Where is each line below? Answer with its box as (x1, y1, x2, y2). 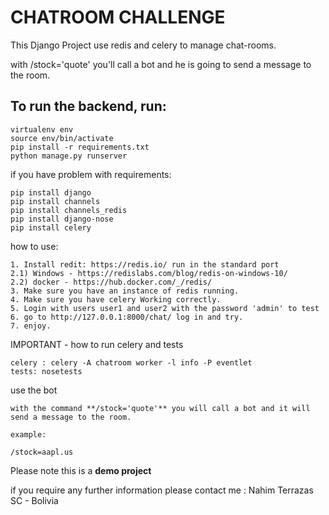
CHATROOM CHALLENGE (10, 6, 226, 29)
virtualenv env (10, 124, 74, 135)
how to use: (10, 240, 59, 252)
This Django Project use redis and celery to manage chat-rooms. (10, 39, 277, 51)
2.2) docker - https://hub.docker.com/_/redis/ (10, 277, 213, 287)
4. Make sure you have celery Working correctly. (10, 294, 222, 305)
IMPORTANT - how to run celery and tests (10, 338, 184, 350)
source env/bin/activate (10, 133, 114, 143)
